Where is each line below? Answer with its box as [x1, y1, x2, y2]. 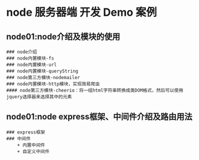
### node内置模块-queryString [6, 68, 78, 74]
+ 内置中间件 [17, 142, 45, 148]
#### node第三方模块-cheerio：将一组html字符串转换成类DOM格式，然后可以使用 [6, 88, 184, 94]
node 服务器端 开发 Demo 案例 [6, 5, 157, 19]
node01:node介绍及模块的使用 [6, 31, 121, 42]
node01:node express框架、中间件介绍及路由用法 [6, 112, 193, 122]
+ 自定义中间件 [17, 149, 50, 155]
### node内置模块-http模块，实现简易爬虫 [6, 81, 100, 87]
